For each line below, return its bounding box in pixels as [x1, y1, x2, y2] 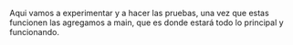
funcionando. [9, 27, 59, 37]
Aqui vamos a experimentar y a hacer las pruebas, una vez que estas [9, 8, 269, 18]
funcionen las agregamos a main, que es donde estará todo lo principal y [9, 17, 285, 28]
